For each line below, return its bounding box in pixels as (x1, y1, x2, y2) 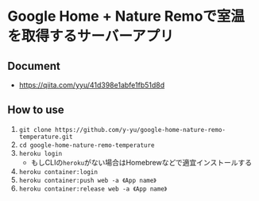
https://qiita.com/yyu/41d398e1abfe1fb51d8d (18, 80, 165, 90)
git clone (18, 126, 52, 133)
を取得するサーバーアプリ (7, 27, 174, 45)
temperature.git (18, 133, 73, 141)
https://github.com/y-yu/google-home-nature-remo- (54, 126, 226, 133)
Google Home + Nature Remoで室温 (7, 7, 245, 25)
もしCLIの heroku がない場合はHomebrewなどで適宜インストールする (30, 157, 253, 167)
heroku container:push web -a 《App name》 (18, 176, 157, 184)
